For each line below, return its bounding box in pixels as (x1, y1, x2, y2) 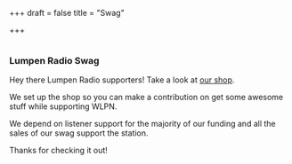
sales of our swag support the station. (9, 128, 149, 138)
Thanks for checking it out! (9, 145, 109, 156)
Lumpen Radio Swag (9, 54, 100, 66)
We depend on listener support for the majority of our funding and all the (9, 119, 276, 129)
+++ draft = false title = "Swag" (9, 8, 125, 18)
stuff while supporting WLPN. (9, 101, 118, 112)
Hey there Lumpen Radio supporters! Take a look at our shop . (9, 74, 235, 85)
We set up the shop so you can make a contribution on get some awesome (9, 92, 284, 103)
